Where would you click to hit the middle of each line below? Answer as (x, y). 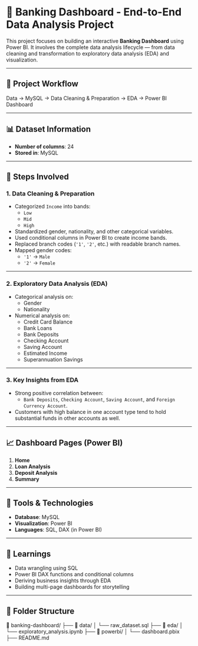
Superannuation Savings (53, 359)
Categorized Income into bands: (52, 207)
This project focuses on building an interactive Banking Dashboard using (95, 41)
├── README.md (28, 638)
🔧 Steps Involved (38, 177)
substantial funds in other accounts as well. (67, 418)
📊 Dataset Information (49, 129)
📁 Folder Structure (40, 611)
